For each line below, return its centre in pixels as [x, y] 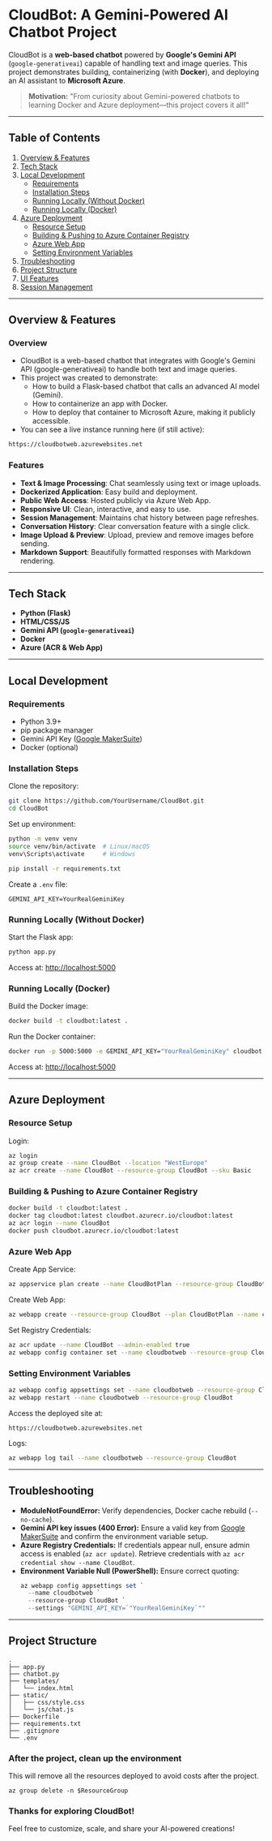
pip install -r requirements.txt [65, 869]
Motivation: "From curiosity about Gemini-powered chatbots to [134, 96]
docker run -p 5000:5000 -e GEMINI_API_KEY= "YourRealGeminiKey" [119, 1052]
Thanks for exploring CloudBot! [72, 1811]
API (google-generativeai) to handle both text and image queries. [128, 369]
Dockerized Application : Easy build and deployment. [109, 492]
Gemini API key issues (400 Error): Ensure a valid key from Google [132, 1528]
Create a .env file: [38, 884]
